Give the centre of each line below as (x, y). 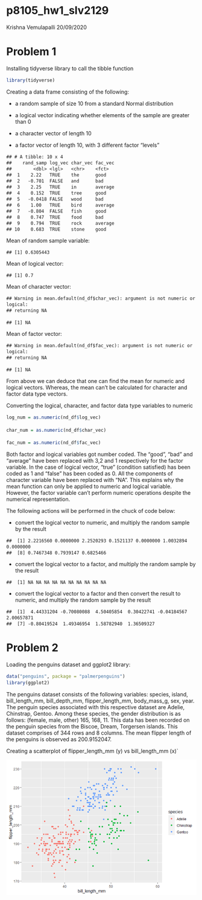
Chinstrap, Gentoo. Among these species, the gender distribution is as (93, 713)
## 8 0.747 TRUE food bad (55, 217)
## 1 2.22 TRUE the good (56, 175)
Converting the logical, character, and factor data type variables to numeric (100, 405)
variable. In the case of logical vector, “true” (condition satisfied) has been (99, 467)
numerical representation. (38, 500)
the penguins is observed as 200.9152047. (59, 739)
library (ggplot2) (28, 683)
